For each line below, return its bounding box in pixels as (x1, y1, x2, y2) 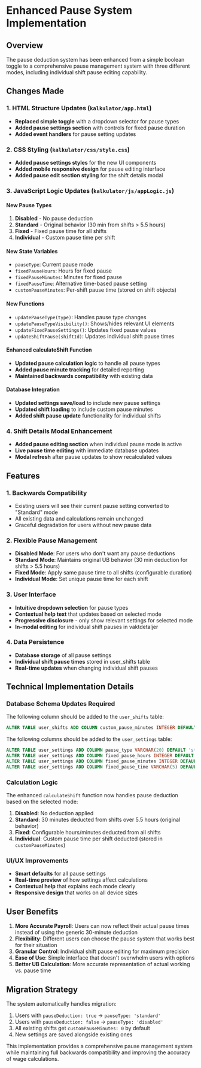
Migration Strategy (6, 984, 78, 994)
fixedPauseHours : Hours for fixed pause (14, 267, 112, 274)
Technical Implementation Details (6, 682, 134, 692)
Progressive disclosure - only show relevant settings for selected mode (14, 616, 193, 624)
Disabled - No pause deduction (14, 215, 93, 222)
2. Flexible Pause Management (6, 536, 98, 544)
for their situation (14, 942, 57, 949)
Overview (6, 40, 44, 50)
